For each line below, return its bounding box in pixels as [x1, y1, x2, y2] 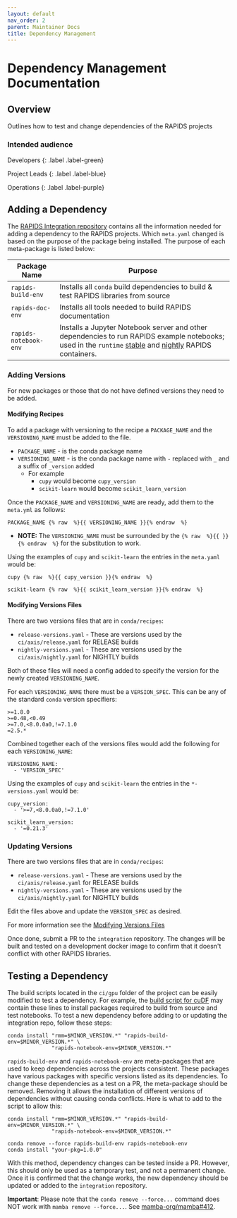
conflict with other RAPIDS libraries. [7, 949, 111, 958]
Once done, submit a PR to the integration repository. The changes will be [7, 934, 226, 943]
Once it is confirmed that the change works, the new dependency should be [7, 1174, 229, 1182]
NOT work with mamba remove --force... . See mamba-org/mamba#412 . [7, 1202, 216, 1211]
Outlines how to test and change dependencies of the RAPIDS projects [7, 122, 213, 130]
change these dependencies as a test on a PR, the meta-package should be [7, 1080, 228, 1088]
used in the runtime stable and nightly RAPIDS [59, 340, 212, 350]
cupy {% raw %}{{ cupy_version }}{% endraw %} [7, 573, 153, 580]
